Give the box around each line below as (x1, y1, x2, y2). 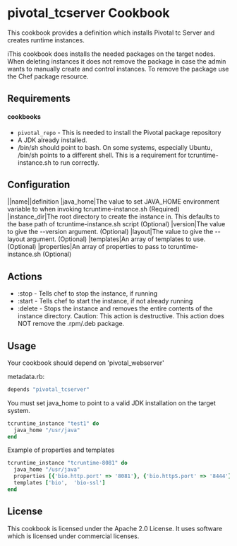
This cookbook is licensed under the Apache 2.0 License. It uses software (7, 524, 223, 533)
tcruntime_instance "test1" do (7, 419, 99, 427)
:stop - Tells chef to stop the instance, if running (17, 289, 157, 298)
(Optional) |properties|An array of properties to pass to (7, 243, 167, 251)
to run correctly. (52, 158, 100, 167)
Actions (7, 270, 42, 282)
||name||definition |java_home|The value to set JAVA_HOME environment (7, 197, 220, 206)
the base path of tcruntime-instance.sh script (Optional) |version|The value (7, 220, 226, 228)
